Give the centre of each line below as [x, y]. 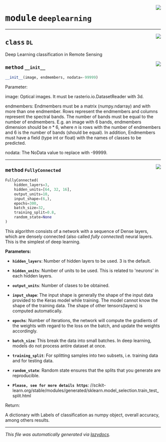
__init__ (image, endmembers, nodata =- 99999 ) [52, 78]
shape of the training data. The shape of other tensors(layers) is [77, 305]
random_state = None [33, 217]
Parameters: [18, 251]
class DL [19, 43]
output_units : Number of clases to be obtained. [61, 285]
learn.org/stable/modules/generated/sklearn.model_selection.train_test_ [85, 390]
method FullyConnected [33, 170]
